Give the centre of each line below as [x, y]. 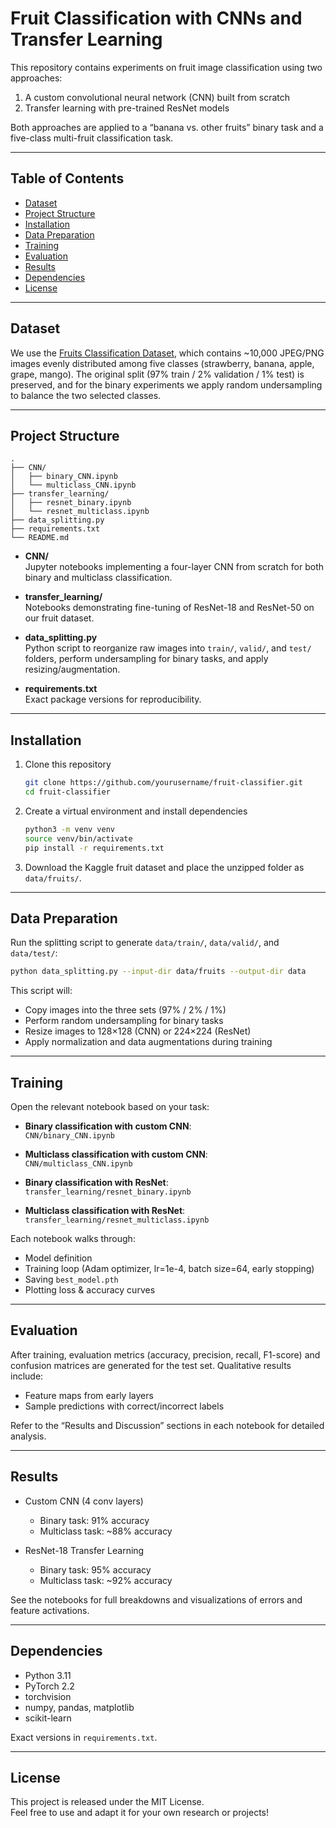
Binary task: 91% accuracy [94, 1520]
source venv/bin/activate [78, 838]
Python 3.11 [48, 1675]
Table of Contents [67, 178]
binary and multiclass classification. [98, 578]
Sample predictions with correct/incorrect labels [124, 1406]
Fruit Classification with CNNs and [156, 18]
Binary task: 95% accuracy [95, 1569]
